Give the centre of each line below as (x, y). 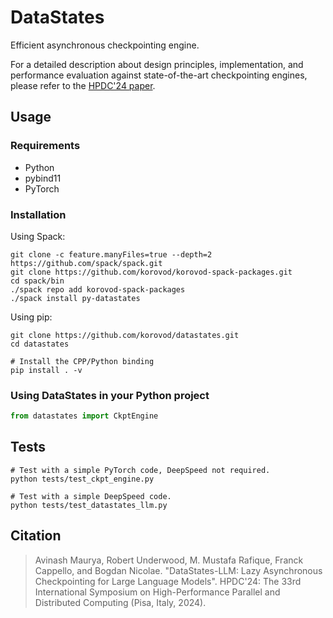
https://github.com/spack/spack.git (86, 263)
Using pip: (31, 317)
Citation (36, 536)
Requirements (45, 146)
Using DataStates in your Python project (110, 395)
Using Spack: (38, 236)
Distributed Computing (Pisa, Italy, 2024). (120, 602)
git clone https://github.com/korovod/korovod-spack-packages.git (151, 272)
